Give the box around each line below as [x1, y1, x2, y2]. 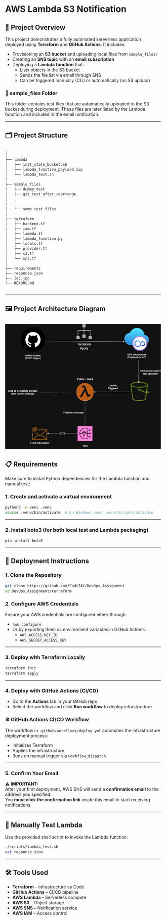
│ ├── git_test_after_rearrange [5, 192, 77, 197]
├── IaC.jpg [5, 276, 30, 281]
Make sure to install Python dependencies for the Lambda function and [5, 476, 150, 482]
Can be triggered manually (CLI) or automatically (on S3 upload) [19, 78, 150, 83]
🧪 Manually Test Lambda [5, 821, 83, 829]
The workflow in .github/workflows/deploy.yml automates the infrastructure [5, 727, 161, 733]
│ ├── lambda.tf [5, 231, 43, 236]
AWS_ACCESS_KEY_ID [19, 633, 58, 638]
